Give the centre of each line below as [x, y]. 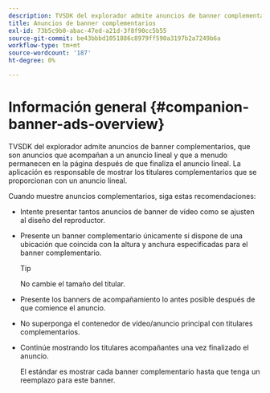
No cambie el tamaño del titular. [73, 284]
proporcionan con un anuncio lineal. [68, 180]
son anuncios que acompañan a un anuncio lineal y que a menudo [118, 155]
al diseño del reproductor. [63, 220]
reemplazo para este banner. [67, 380]
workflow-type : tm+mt [45, 46]
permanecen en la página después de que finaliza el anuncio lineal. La [125, 163]
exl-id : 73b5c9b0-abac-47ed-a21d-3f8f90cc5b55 [88, 30]
